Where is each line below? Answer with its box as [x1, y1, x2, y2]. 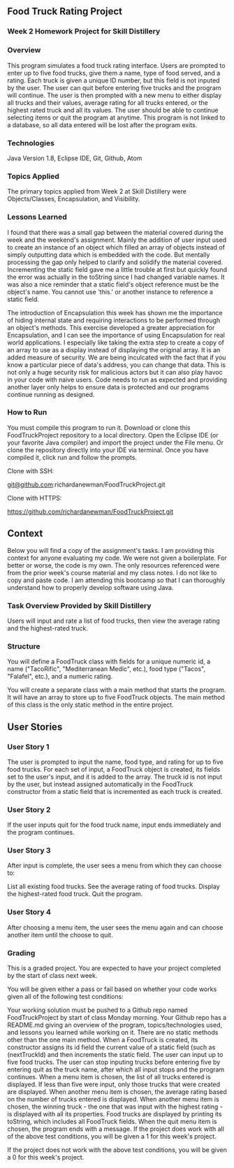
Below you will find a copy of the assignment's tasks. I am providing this [7, 546, 214, 554]
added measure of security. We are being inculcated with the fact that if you [7, 353, 226, 361]
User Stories [7, 721, 63, 733]
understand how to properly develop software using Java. [7, 583, 174, 591]
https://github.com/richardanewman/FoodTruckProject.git [7, 507, 174, 516]
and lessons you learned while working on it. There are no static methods [7, 1028, 219, 1037]
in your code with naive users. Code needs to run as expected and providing [7, 375, 227, 384]
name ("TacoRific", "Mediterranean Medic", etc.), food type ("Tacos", [7, 665, 206, 673]
